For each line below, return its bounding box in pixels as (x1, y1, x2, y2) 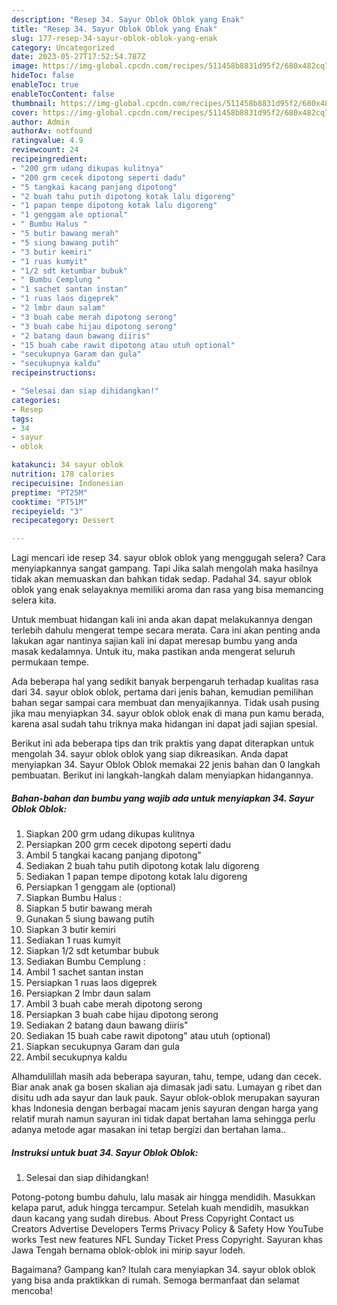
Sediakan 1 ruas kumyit (25, 934, 121, 946)
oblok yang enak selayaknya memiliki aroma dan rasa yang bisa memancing (11, 584, 324, 596)
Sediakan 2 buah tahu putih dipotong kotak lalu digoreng (25, 860, 260, 872)
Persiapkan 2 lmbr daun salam (25, 987, 151, 1000)
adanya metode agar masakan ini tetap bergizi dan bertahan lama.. (11, 1124, 287, 1136)
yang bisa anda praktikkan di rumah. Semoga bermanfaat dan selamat (11, 1274, 300, 1286)
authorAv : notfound (11, 126, 93, 136)
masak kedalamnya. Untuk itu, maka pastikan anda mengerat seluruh (11, 646, 296, 658)
